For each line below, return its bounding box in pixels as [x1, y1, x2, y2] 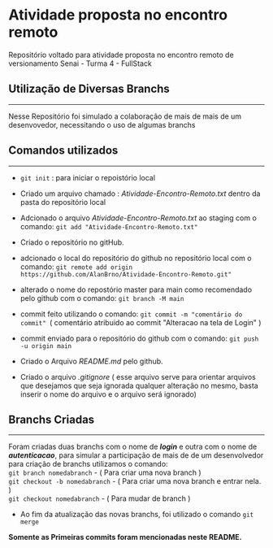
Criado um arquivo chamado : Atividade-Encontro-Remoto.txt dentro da [19, 189, 261, 198]
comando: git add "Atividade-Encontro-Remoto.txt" [19, 221, 198, 231]
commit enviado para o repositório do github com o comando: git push [19, 333, 259, 343]
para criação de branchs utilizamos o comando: [8, 459, 168, 469]
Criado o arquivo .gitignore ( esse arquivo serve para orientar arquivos [19, 372, 256, 381]
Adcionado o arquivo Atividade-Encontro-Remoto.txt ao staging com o [19, 213, 258, 223]
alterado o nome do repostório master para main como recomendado [19, 285, 253, 294]
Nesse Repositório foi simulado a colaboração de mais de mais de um [8, 111, 242, 121]
